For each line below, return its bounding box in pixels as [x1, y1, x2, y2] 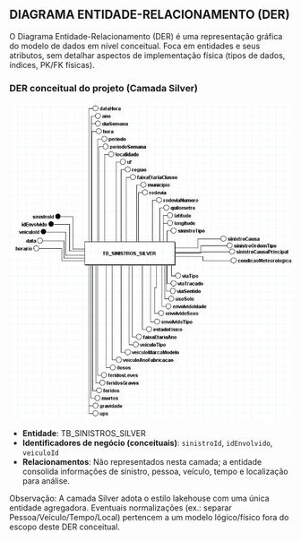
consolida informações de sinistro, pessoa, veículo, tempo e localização [21, 466, 288, 477]
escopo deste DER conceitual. [9, 521, 121, 532]
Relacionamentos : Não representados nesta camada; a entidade [21, 457, 262, 468]
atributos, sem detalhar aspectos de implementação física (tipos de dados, [9, 49, 286, 61]
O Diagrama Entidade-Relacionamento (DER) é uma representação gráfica [9, 30, 283, 41]
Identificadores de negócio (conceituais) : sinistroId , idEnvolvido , [21, 438, 273, 449]
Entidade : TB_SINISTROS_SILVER [21, 428, 146, 439]
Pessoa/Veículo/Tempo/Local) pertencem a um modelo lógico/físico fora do [9, 512, 289, 523]
